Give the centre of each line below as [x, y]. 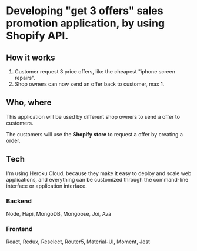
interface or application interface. [46, 186]
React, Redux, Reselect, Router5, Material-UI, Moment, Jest [78, 242]
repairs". [25, 78]
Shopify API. [37, 36]
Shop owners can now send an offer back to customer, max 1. [89, 84]
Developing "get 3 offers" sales [85, 11]
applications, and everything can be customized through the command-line [97, 179]
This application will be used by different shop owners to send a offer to [93, 116]
